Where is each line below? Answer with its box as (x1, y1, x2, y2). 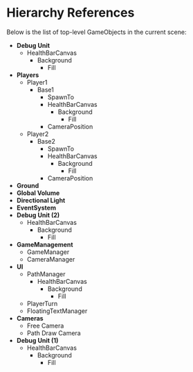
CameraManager (26, 255, 75, 263)
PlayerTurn (26, 299, 58, 307)
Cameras (16, 314, 44, 322)
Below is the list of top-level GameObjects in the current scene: (6, 28, 187, 36)
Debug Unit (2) (16, 210, 60, 219)
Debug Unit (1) (16, 336, 59, 344)
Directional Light (16, 196, 66, 204)
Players (16, 71, 39, 79)
